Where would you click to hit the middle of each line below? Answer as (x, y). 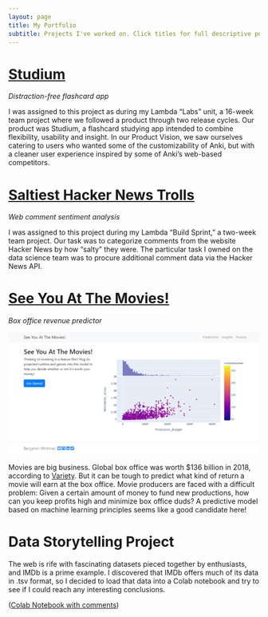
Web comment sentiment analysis (64, 217)
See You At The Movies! (89, 299)
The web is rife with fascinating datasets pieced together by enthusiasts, (128, 564)
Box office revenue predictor (55, 321)
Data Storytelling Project (91, 542)
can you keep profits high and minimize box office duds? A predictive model (133, 501)
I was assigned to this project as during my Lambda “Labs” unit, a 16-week (131, 112)
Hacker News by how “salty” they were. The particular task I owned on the (131, 249)
